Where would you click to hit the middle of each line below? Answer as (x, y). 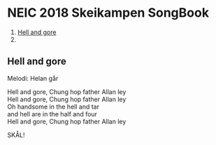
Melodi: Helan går (33, 78)
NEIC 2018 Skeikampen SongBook (108, 13)
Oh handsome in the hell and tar (53, 107)
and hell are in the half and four (52, 114)
